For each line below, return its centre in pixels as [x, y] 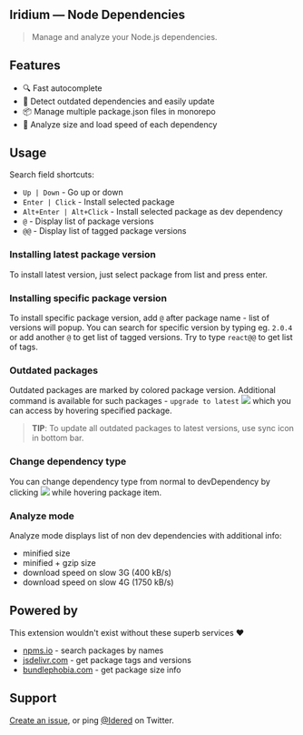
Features [35, 66]
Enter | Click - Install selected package [98, 202]
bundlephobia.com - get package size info [102, 670]
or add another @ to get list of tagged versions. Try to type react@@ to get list [151, 337]
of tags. [24, 347]
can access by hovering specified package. [91, 411]
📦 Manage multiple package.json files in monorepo [119, 111]
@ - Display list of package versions [88, 221]
